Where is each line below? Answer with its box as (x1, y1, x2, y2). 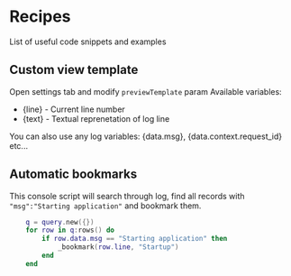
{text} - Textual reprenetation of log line (22, 113, 170, 124)
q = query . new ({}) (25, 217, 95, 226)
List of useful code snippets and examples (9, 36, 167, 47)
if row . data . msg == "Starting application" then (41, 235, 228, 244)
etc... (9, 140, 29, 151)
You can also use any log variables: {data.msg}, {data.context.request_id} (9, 131, 283, 142)
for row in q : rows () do (25, 225, 115, 235)
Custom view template (9, 62, 139, 78)
